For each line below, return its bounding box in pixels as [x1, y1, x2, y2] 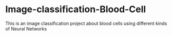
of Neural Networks [5, 25, 47, 31]
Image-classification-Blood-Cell [5, 4, 146, 15]
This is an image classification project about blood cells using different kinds [5, 20, 167, 26]
